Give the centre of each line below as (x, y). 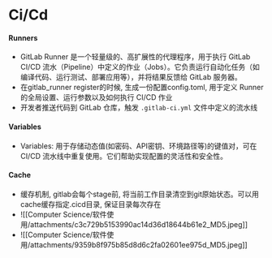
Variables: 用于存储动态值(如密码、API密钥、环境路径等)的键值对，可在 (138, 146)
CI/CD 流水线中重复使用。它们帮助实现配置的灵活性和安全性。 (124, 156)
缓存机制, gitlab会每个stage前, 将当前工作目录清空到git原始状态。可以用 (140, 194)
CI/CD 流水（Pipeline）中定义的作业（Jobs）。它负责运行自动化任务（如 (140, 67)
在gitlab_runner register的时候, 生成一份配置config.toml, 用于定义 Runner (142, 88)
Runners (23, 37)
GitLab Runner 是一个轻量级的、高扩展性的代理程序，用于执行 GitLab (135, 57)
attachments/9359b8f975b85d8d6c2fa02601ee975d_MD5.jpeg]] (138, 244)
